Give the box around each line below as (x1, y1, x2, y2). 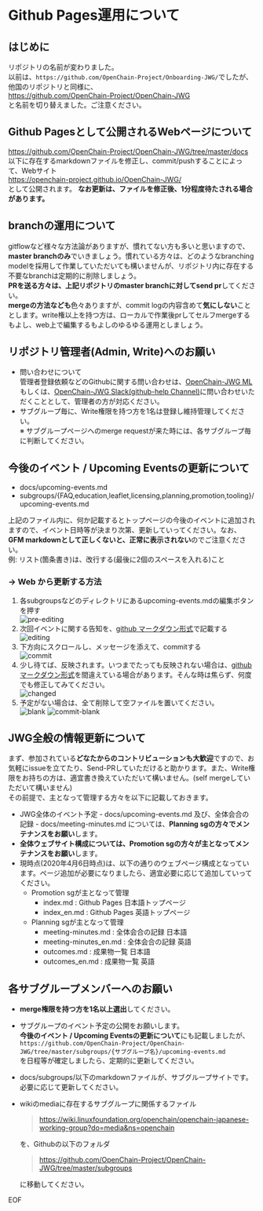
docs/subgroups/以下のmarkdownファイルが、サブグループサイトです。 (19, 1073, 253, 1082)
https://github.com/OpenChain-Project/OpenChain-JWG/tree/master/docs (8, 146, 249, 156)
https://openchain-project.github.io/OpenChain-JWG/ (8, 174, 182, 184)
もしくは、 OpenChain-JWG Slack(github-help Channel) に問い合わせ (19, 387, 242, 397)
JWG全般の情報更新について (8, 731, 146, 745)
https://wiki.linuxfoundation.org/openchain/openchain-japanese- (38, 1115, 250, 1125)
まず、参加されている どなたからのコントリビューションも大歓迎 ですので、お (8, 754, 255, 763)
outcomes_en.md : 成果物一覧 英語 (42, 957, 155, 966)
